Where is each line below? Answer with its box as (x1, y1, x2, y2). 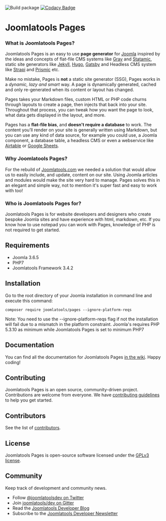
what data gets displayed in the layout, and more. (5, 112, 106, 118)
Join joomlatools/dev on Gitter (12, 500, 74, 506)
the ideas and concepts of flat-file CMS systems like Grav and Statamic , (5, 56, 152, 62)
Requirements (5, 241, 50, 250)
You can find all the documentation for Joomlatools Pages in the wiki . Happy (5, 354, 161, 360)
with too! (5, 187, 23, 193)
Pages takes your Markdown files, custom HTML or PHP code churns (5, 97, 147, 103)
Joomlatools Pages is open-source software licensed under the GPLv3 (5, 452, 150, 458)
